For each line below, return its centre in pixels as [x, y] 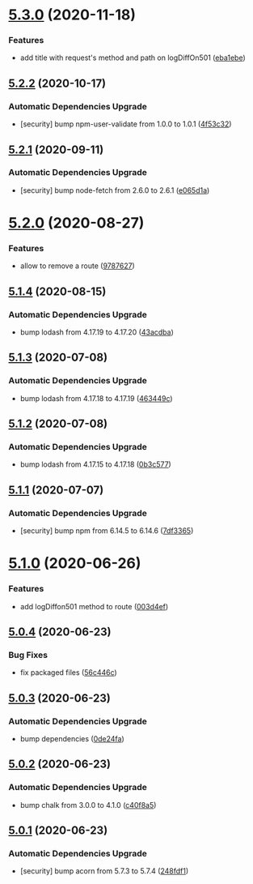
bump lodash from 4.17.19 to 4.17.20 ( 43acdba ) [97, 332]
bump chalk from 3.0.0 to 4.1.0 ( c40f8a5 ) [88, 805]
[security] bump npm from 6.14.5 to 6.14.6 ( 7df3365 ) [107, 531]
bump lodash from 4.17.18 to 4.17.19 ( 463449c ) [96, 398]
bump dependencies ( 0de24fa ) [72, 738]
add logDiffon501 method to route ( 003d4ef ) [94, 606]
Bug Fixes [28, 655]
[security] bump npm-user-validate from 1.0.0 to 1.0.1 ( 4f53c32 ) [126, 124]
